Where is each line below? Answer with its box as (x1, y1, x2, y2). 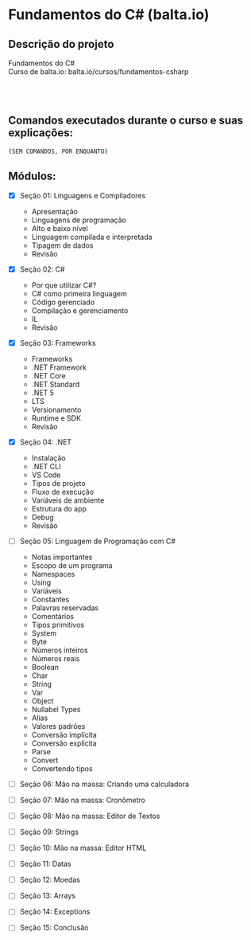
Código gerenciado (31, 297, 95, 307)
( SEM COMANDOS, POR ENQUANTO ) (8, 147, 109, 155)
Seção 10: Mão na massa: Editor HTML (19, 843, 147, 853)
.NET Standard (31, 379, 80, 389)
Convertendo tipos (31, 763, 93, 774)
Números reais (31, 653, 80, 663)
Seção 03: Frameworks (19, 338, 97, 347)
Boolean (31, 662, 60, 672)
